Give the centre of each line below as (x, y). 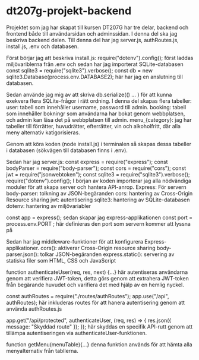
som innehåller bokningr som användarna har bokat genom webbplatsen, (96, 113)
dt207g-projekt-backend (69, 11)
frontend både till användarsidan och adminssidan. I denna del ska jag (92, 33)
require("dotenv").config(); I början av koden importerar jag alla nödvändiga (99, 181)
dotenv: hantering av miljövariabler (48, 206)
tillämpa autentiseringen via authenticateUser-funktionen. (77, 333)
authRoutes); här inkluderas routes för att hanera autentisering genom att (96, 302)
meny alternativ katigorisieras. (43, 132)
